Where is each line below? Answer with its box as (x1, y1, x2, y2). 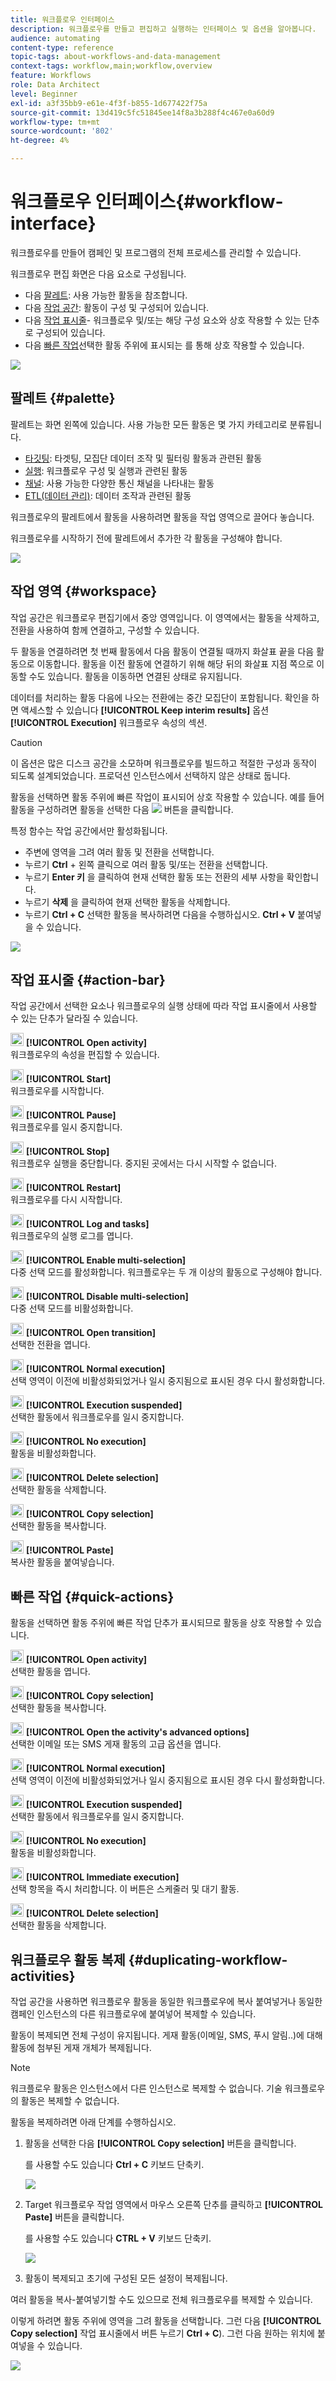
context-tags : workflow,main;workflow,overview (10, 61, 213, 71)
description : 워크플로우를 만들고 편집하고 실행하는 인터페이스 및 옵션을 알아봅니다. (10, 24, 317, 34)
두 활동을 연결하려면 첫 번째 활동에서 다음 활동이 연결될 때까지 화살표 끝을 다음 (10, 645, 315, 657)
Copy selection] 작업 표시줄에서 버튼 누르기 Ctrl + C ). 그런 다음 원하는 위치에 (10, 2327, 315, 2339)
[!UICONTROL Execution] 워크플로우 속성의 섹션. (10, 716, 208, 728)
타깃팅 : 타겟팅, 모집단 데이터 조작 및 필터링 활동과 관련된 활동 (24, 452, 263, 464)
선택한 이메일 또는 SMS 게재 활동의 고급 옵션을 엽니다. (10, 1738, 222, 1750)
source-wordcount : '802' (10, 126, 114, 136)
